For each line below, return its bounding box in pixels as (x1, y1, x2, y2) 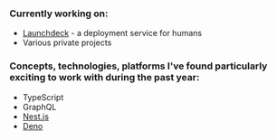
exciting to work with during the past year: (9, 71, 200, 84)
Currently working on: (9, 7, 109, 20)
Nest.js (22, 111, 50, 122)
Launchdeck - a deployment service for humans (22, 28, 202, 39)
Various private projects (22, 37, 112, 48)
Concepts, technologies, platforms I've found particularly (9, 60, 268, 72)
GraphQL (22, 101, 57, 112)
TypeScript (22, 91, 64, 102)
